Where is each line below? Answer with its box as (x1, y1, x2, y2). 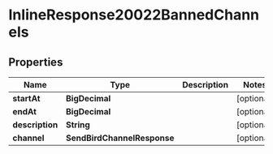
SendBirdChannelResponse (65, 132, 175, 143)
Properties (8, 55, 63, 69)
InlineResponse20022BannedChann (8, 6, 260, 24)
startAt (12, 93, 41, 104)
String (65, 119, 91, 130)
